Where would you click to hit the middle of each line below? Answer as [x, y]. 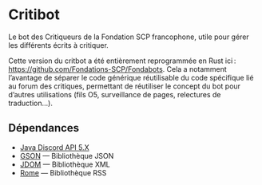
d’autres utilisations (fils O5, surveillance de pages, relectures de [115, 94]
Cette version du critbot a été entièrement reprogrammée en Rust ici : [122, 61]
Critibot [34, 15]
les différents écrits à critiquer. [59, 45]
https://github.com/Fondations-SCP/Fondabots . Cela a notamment [118, 69]
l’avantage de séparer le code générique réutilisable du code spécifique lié [131, 77]
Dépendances [44, 128]
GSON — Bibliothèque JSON [67, 155]
